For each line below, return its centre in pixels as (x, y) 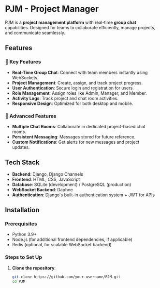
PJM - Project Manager (52, 9)
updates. (21, 147)
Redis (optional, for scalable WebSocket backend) (62, 245)
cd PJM (19, 281)
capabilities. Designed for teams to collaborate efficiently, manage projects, (80, 27)
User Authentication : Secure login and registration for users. (73, 88)
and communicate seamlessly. (35, 33)
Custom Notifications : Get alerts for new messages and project (76, 142)
